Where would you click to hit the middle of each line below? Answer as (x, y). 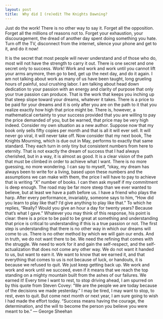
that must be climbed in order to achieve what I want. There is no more (76, 161)
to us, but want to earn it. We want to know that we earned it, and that (75, 254)
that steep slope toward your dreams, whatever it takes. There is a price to (80, 99)
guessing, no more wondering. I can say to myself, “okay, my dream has (77, 166)
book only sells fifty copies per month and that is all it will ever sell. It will (78, 130)
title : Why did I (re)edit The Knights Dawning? (56, 14)
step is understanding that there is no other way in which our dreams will (78, 229)
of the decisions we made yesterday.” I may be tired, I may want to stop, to (80, 290)
